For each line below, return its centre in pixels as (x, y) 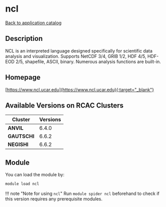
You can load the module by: (35, 175)
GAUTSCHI (21, 136)
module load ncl (22, 184)
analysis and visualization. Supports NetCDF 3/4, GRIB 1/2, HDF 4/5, (76, 56)
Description (24, 39)
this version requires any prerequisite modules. (54, 199)
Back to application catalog (33, 23)
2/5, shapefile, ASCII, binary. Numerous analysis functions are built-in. (88, 62)
